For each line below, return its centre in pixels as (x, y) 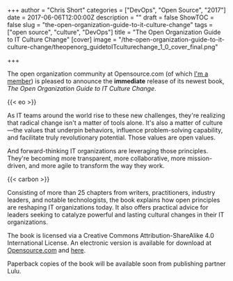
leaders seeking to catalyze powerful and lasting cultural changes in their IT (116, 215)
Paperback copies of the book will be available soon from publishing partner (116, 264)
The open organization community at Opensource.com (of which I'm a (108, 74)
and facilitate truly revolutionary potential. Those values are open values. (111, 137)
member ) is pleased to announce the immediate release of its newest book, (116, 81)
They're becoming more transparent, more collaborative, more (97, 158)
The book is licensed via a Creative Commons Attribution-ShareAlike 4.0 (111, 236)
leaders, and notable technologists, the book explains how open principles (114, 200)
